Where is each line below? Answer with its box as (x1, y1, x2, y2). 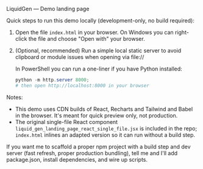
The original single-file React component (15, 118, 118, 125)
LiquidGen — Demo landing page (6, 5, 90, 12)
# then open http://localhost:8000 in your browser (15, 82, 149, 89)
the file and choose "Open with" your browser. (28, 35, 145, 42)
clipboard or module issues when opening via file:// (15, 53, 144, 60)
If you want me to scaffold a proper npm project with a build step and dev (6, 143, 191, 150)
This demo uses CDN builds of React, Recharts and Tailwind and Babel (15, 105, 193, 112)
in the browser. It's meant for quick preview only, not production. (15, 112, 178, 119)
